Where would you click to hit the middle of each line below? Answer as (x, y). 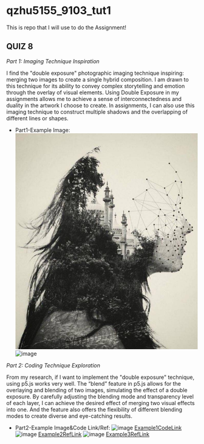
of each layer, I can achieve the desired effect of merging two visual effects (101, 403)
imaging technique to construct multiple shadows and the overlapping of (97, 112)
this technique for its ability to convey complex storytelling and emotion (96, 86)
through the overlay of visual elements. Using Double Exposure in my (93, 92)
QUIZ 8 (20, 47)
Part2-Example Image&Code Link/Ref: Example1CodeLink (98, 428)
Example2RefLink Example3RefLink (94, 434)
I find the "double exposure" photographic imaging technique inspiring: (95, 73)
